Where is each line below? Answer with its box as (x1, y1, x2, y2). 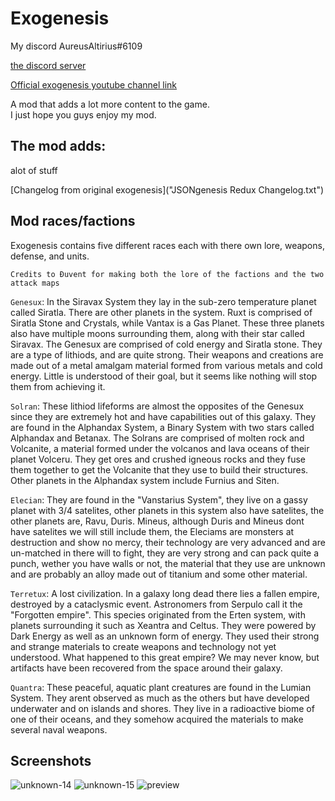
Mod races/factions (10, 213, 136, 230)
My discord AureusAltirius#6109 (10, 40, 143, 52)
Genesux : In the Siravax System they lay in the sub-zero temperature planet (10, 295, 317, 307)
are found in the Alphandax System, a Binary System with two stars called (10, 421, 315, 433)
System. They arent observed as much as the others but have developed (10, 692, 310, 704)
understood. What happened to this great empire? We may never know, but (10, 651, 320, 663)
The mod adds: (10, 138, 107, 155)
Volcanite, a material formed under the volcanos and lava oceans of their (10, 442, 310, 454)
